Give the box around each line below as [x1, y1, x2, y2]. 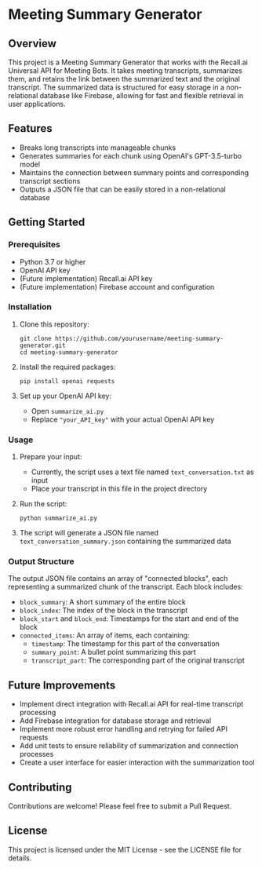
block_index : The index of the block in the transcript [19, 606, 188, 615]
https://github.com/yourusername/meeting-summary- [54, 334, 224, 342]
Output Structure [8, 556, 75, 567]
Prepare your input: [19, 452, 82, 462]
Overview [8, 37, 57, 50]
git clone [19, 334, 53, 342]
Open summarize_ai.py [31, 406, 104, 415]
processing [19, 708, 56, 717]
